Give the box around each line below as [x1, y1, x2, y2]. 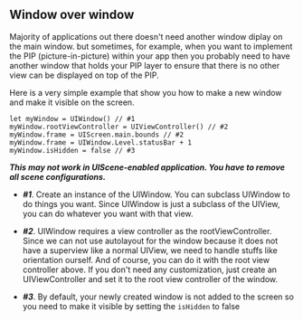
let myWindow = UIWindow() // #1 [9, 114, 136, 123]
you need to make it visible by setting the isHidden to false [22, 300, 241, 311]
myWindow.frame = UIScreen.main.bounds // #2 [9, 130, 184, 139]
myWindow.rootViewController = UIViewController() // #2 [9, 122, 229, 131]
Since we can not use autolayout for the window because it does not [22, 235, 279, 246]
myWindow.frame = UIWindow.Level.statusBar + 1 [9, 137, 193, 147]
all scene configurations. [9, 171, 107, 182]
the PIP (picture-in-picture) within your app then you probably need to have [9, 50, 291, 61]
